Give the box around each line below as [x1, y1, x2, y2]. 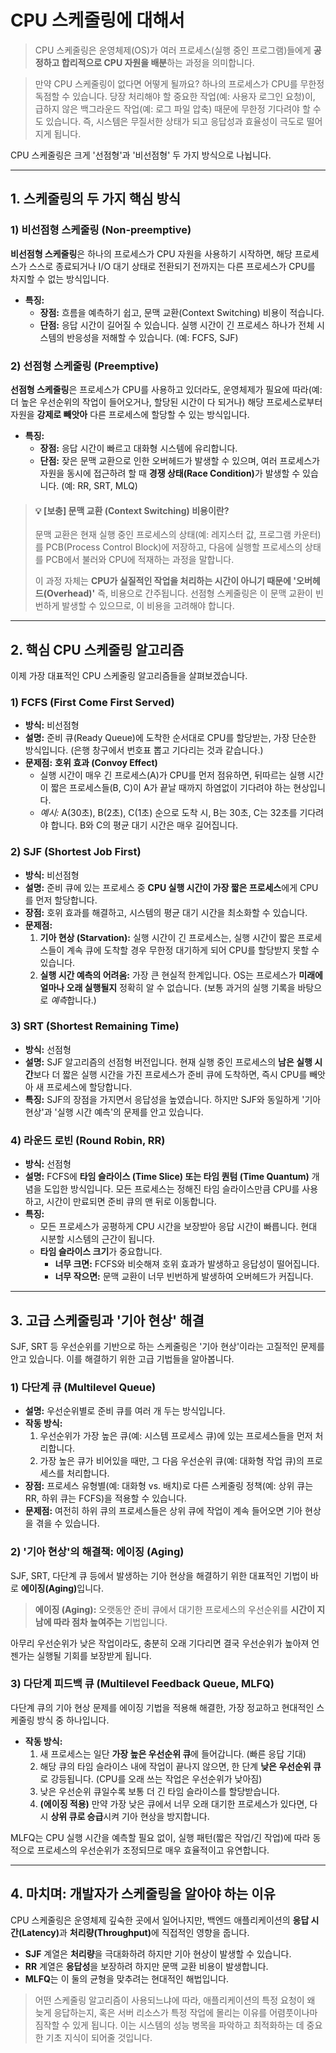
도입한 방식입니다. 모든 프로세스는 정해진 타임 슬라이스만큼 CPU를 [43, 1183, 300, 1195]
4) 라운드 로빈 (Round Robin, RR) [10, 1133, 166, 1147]
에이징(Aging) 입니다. [20, 1582, 105, 1594]
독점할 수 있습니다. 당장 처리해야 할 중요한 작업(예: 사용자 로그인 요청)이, [34, 90, 316, 102]
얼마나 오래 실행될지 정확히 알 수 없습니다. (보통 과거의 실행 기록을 [39, 981, 296, 993]
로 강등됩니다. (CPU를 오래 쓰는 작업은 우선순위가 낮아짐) [39, 1772, 263, 1785]
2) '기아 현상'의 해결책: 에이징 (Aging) [10, 1545, 185, 1559]
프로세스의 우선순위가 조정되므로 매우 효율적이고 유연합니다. [36, 1844, 270, 1856]
